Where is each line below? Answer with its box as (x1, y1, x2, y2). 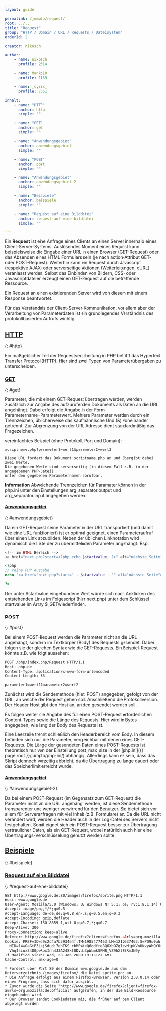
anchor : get (18, 125, 43, 130)
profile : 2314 (18, 61, 48, 67)
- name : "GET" (14, 120, 43, 125)
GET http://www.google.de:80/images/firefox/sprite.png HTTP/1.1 (5, 893, 142, 898)
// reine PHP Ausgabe (5, 568, 50, 573)
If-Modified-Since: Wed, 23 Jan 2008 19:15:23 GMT (5, 953, 112, 958)
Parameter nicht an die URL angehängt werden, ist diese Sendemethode (5, 800, 152, 806)
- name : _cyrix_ (14, 84, 48, 89)
